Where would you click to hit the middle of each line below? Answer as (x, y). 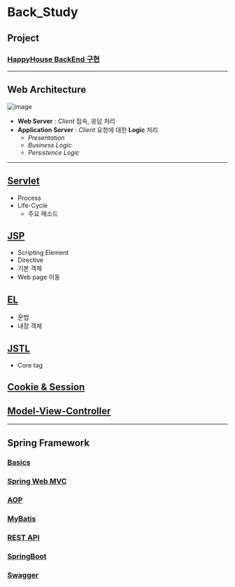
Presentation (46, 138)
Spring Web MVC (37, 481)
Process (29, 198)
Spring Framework (48, 443)
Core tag (30, 365)
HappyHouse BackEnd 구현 (54, 59)
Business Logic (50, 145)
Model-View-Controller (59, 411)
